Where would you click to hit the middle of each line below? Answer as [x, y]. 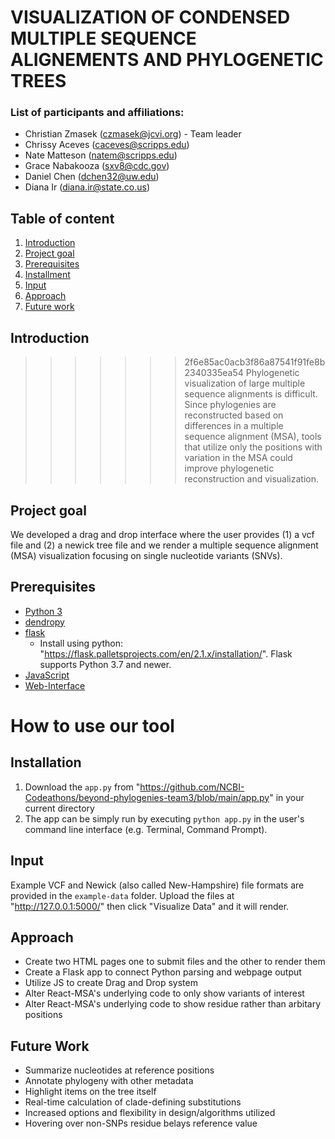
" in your [287, 797]
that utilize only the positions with [253, 447]
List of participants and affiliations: [97, 113]
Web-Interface [55, 685]
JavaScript [47, 675]
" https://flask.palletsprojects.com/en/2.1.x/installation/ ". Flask [166, 653]
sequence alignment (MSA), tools [253, 437]
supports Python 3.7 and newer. [105, 664]
